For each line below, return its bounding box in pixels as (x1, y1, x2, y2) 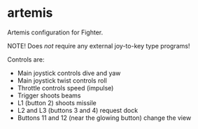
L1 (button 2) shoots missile (17, 98, 97, 107)
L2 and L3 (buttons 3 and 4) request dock (17, 106, 139, 114)
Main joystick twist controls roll (17, 76, 107, 85)
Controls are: (7, 55, 45, 64)
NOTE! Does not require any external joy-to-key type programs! (7, 41, 190, 50)
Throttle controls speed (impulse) (17, 83, 114, 92)
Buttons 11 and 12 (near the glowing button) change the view (17, 114, 192, 122)
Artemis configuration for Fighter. (7, 28, 104, 36)
